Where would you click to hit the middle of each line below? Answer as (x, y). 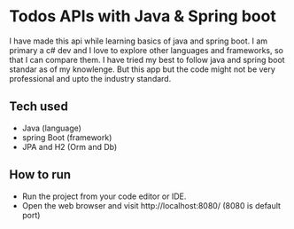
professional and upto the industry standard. (90, 78)
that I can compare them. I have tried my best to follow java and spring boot (147, 59)
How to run (40, 175)
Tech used (39, 107)
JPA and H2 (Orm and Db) (70, 146)
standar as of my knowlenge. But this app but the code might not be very (143, 69)
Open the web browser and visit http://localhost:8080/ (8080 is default (151, 205)
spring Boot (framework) (67, 137)
